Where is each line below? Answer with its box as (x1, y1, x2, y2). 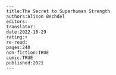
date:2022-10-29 (6, 29, 46, 35)
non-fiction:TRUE (6, 50, 49, 56)
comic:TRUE (6, 55, 33, 61)
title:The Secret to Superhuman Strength (6, 8, 111, 14)
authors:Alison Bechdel (6, 14, 65, 19)
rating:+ (6, 34, 28, 40)
